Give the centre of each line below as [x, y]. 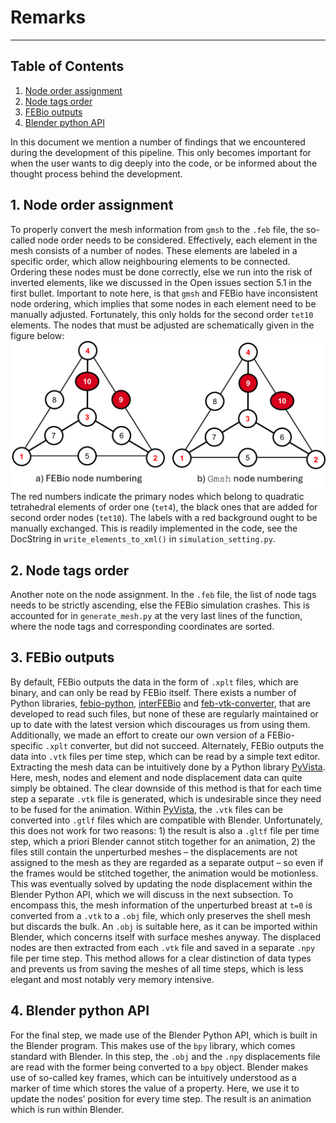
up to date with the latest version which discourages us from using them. [160, 724]
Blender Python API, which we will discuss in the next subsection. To [152, 894]
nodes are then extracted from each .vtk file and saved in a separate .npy [163, 947]
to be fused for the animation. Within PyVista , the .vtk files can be [146, 809]
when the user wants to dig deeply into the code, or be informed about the [164, 163]
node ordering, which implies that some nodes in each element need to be [163, 303]
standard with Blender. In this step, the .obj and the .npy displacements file [165, 1056]
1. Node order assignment [92, 205]
